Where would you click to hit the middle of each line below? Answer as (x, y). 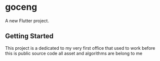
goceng (21, 7)
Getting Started (29, 36)
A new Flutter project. (27, 21)
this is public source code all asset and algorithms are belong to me (74, 53)
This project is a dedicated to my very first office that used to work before (80, 48)
